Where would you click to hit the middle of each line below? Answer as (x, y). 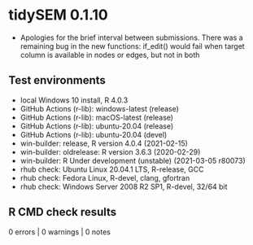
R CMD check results (63, 212)
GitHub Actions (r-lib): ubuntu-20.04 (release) (97, 126)
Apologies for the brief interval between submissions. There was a (131, 37)
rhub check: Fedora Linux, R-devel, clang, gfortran (105, 177)
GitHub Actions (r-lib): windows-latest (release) (99, 108)
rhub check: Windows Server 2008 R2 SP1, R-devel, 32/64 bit (124, 186)
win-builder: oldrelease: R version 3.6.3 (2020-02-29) (110, 151)
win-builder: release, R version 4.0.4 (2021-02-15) (104, 143)
